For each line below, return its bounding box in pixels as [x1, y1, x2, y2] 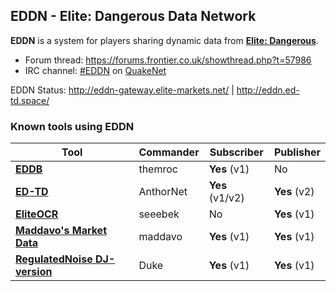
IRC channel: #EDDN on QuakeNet [24, 64, 167, 76]
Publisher [273, 145, 321, 159]
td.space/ [10, 94, 50, 106]
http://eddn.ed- [236, 84, 300, 96]
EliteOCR [15, 207, 59, 221]
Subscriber [209, 145, 264, 159]
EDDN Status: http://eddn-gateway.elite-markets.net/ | [10, 84, 235, 96]
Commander [138, 145, 200, 159]
